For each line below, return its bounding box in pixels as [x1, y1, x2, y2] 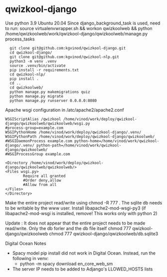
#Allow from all [23, 182, 57, 187]
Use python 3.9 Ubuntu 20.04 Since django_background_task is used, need [5, 20, 161, 26]
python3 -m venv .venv [9, 58, 57, 63]
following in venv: [12, 255, 49, 261]
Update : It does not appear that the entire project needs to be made [5, 220, 146, 226]
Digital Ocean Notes [5, 240, 46, 246]
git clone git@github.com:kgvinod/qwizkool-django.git [9, 45, 126, 50]
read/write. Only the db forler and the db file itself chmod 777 [5, 225, 131, 231]
